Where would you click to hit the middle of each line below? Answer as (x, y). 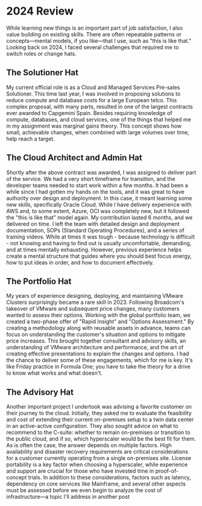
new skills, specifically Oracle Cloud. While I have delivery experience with (99, 205)
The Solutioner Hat (42, 73)
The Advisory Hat (40, 392)
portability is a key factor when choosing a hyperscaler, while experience (97, 465)
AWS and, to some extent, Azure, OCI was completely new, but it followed (98, 211)
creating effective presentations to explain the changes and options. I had (98, 354)
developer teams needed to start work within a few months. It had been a (97, 185)
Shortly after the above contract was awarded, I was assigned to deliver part (101, 172)
